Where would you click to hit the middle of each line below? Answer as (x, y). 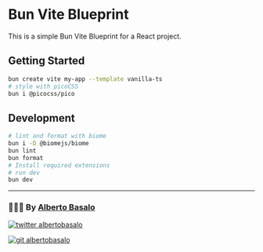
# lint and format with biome (58, 136)
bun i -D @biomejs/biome (49, 144)
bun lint (22, 151)
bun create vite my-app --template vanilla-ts (85, 79)
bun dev (21, 180)
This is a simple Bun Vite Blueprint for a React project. (95, 36)
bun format (26, 158)
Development (42, 118)
